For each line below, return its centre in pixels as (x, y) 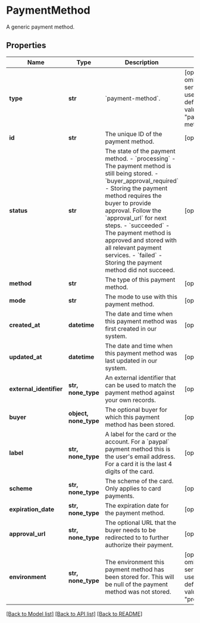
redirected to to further (137, 537)
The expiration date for (137, 505)
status (18, 210)
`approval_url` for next (136, 218)
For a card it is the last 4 (139, 464)
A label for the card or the (141, 434)
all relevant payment (133, 247)
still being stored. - (132, 173)
